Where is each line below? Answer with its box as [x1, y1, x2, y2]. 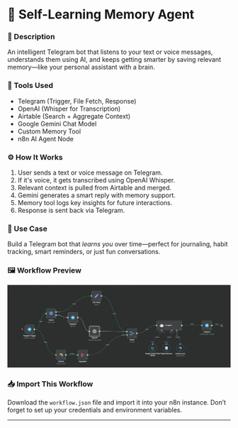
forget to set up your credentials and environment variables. [7, 405, 183, 414]
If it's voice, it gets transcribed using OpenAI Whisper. [17, 176, 176, 185]
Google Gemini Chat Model [17, 119, 97, 128]
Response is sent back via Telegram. [17, 206, 125, 215]
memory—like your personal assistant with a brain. [7, 63, 155, 72]
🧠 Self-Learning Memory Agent [7, 6, 195, 23]
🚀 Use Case [7, 224, 47, 234]
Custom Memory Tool [17, 127, 81, 136]
